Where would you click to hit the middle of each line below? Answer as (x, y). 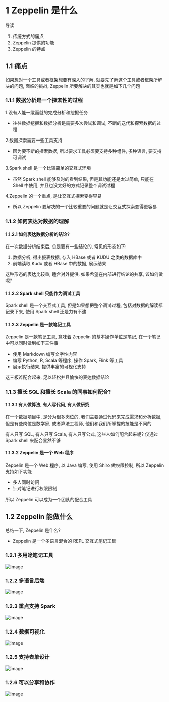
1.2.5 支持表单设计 (27, 657)
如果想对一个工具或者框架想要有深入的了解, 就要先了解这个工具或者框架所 (81, 80)
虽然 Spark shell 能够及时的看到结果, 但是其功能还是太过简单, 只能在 (83, 179)
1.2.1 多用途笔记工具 (30, 555)
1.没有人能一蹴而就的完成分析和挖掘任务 (47, 113)
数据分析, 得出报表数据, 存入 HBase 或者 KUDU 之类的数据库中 (77, 257)
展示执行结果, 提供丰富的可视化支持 (49, 366)
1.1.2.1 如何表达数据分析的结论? (37, 234)
